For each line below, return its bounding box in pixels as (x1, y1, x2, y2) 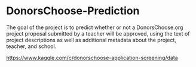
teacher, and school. (6, 43, 57, 50)
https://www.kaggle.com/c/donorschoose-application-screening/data (6, 54, 178, 61)
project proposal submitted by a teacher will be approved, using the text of (6, 30, 190, 37)
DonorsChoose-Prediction (6, 4, 140, 18)
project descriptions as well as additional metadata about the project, (6, 36, 176, 43)
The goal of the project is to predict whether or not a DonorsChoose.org (6, 24, 183, 31)
